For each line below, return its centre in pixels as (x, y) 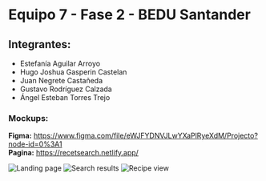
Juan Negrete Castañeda (61, 80)
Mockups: (28, 118)
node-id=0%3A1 (35, 144)
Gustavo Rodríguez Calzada (66, 89)
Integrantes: (40, 44)
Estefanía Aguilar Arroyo (60, 63)
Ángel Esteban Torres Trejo (65, 97)
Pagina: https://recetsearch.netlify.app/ (73, 153)
